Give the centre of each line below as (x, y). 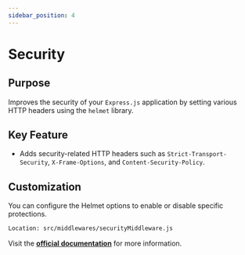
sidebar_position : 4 (42, 15)
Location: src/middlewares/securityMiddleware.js (91, 228)
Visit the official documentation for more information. (95, 243)
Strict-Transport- (197, 155)
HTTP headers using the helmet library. (71, 110)
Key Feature (38, 135)
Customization (45, 186)
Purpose (29, 83)
